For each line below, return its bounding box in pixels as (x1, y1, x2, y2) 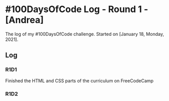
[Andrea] (5, 14, 44, 26)
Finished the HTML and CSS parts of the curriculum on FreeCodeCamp (5, 77, 154, 84)
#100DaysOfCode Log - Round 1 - (5, 4, 148, 15)
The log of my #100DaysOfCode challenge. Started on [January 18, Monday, (5, 31, 164, 37)
